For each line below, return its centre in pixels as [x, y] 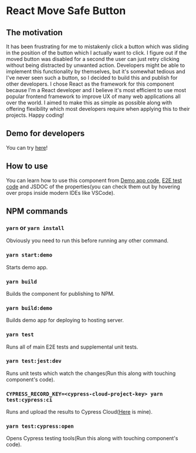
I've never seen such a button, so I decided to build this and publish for [92, 78]
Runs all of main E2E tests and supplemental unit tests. [72, 347]
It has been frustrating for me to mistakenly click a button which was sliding [97, 46]
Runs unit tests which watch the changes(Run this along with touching [91, 373]
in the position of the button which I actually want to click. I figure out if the [97, 53]
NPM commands [37, 212]
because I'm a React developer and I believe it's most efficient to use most [96, 90]
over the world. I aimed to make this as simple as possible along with [89, 103]
